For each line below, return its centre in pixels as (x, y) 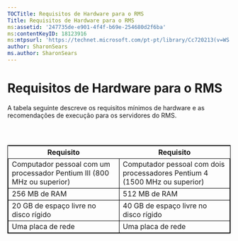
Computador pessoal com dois (174, 165)
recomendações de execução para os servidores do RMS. (92, 115)
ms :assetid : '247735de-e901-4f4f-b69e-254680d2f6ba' (87, 27)
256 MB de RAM (39, 194)
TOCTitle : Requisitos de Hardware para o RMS (75, 14)
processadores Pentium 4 (166, 173)
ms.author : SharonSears (42, 54)
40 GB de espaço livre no (165, 206)
